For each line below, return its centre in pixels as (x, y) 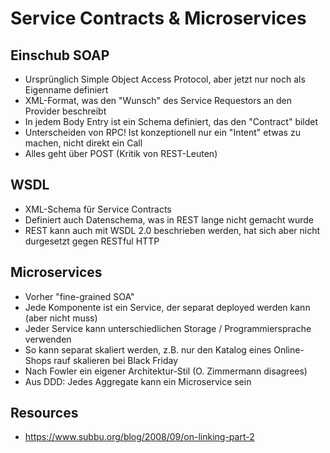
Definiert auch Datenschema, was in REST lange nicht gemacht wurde (169, 219)
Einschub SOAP (60, 55)
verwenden (48, 339)
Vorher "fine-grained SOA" (79, 296)
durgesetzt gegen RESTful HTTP (92, 241)
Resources (44, 413)
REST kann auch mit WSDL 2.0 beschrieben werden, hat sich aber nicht (172, 230)
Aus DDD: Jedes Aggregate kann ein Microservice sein (138, 381)
